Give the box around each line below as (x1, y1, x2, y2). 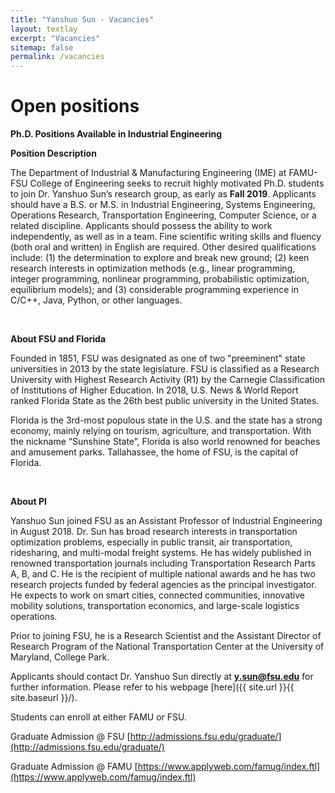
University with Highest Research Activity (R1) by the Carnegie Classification (10, 374, 326, 386)
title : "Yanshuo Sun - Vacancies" (10, 14, 155, 25)
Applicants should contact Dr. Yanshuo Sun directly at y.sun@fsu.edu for (10, 671, 314, 683)
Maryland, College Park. (10, 651, 110, 663)
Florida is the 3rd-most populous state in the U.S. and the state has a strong (10, 414, 323, 426)
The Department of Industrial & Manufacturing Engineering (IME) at (10, 167, 287, 179)
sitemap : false (10, 42, 74, 53)
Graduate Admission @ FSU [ (10, 731, 131, 743)
